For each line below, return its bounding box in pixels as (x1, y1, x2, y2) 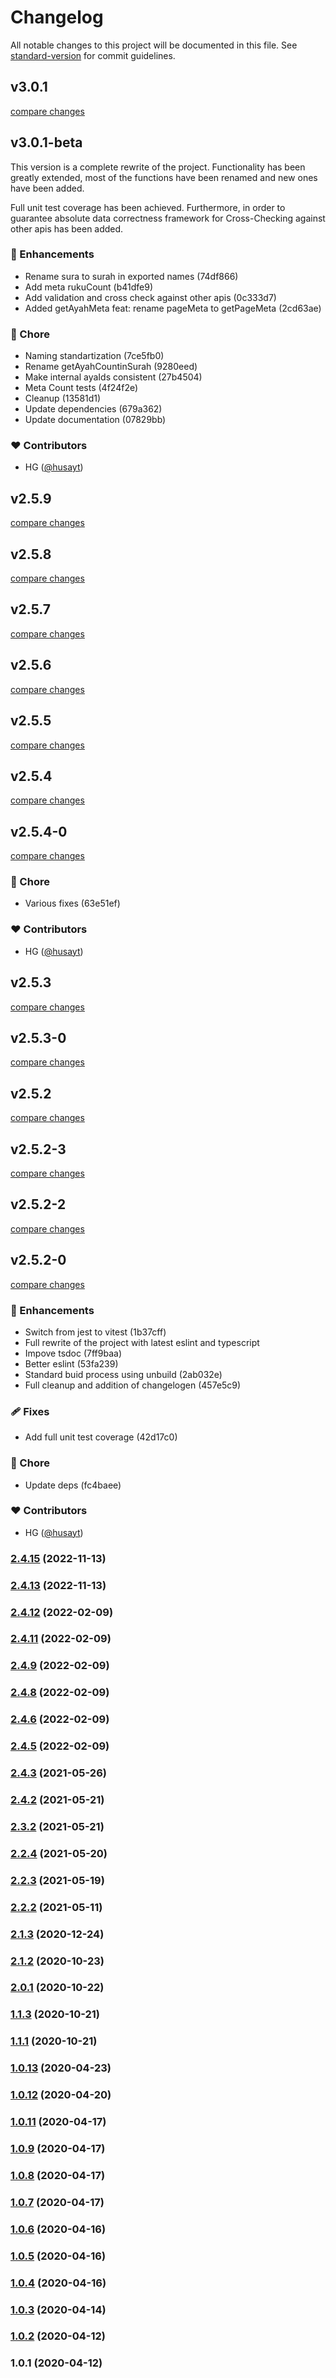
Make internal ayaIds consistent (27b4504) (24, 371, 203, 383)
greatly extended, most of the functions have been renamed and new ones (10, 171, 318, 183)
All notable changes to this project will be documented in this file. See (10, 39, 298, 51)
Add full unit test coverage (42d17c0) (24, 1431, 178, 1443)
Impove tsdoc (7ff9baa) (24, 1347, 123, 1359)
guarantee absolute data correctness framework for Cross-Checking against (10, 212, 326, 224)
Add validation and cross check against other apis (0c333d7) (24, 291, 277, 303)
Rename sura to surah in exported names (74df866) (24, 270, 239, 282)
